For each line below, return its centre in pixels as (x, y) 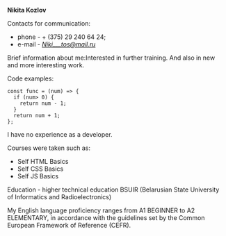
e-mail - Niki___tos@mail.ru (56, 44)
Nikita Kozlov (27, 10)
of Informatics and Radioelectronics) (59, 197)
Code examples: (31, 78)
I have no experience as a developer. (60, 134)
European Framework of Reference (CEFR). (69, 225)
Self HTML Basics (43, 161)
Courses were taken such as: (49, 148)
